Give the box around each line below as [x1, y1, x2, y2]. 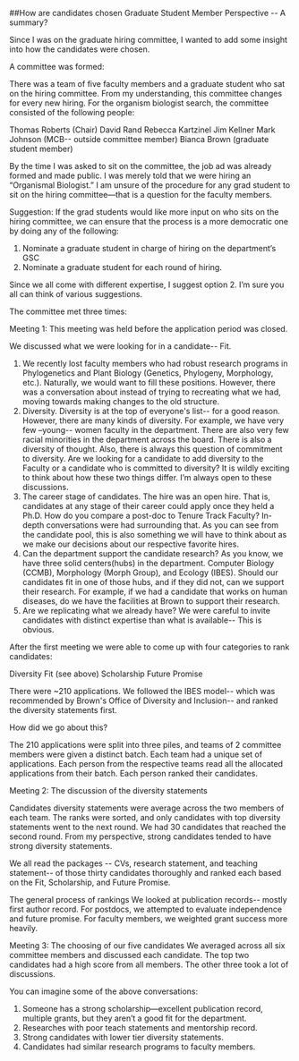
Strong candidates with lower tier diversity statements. [21, 1032, 224, 1042]
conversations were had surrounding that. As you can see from [46, 520, 279, 530]
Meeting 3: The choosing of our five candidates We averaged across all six [9, 940, 286, 951]
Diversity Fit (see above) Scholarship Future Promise [9, 668, 203, 679]
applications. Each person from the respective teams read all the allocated [9, 759, 284, 768]
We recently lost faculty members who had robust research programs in [21, 358, 288, 369]
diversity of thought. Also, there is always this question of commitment [21, 444, 284, 454]
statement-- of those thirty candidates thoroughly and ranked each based [9, 868, 282, 878]
